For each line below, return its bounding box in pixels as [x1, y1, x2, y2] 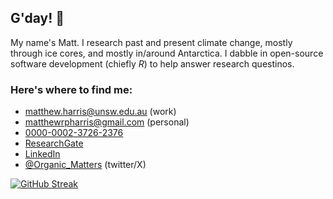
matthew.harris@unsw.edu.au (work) [24, 106, 177, 118]
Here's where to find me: [10, 82, 133, 96]
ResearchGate [24, 137, 84, 150]
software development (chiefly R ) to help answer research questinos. [10, 57, 295, 70]
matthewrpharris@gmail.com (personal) [24, 116, 190, 128]
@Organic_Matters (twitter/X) [24, 159, 147, 171]
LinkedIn [24, 148, 61, 160]
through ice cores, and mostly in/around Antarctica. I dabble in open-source [10, 47, 324, 59]
